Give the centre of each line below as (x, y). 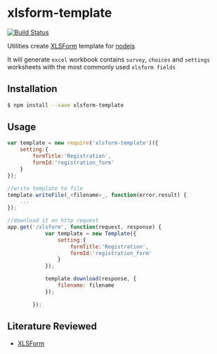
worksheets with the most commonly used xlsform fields (92, 67)
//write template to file (45, 188)
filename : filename (86, 285)
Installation (32, 89)
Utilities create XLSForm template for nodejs (71, 46)
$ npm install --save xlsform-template (66, 105)
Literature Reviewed (52, 326)
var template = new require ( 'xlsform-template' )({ (83, 143)
